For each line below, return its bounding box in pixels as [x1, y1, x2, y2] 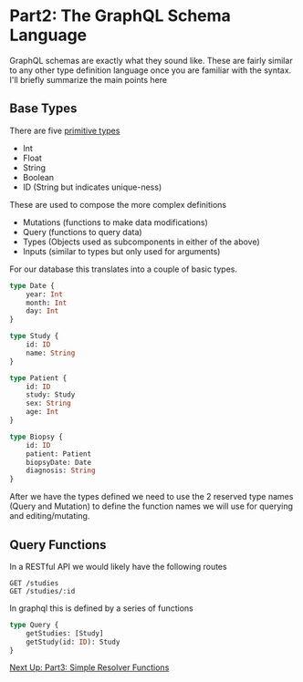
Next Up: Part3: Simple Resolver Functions [9, 662, 170, 673]
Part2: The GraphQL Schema [9, 5, 231, 26]
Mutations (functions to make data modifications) [22, 216, 208, 228]
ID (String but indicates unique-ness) [22, 181, 162, 192]
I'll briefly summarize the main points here [9, 74, 167, 85]
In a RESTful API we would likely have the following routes [9, 561, 227, 572]
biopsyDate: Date [26, 458, 92, 467]
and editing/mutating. [9, 511, 90, 522]
